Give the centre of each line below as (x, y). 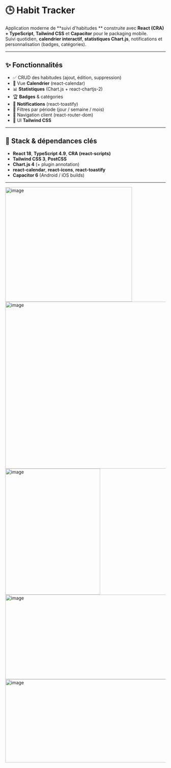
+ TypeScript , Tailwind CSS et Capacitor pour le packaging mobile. (77, 33)
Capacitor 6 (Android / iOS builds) (49, 175)
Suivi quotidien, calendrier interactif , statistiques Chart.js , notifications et (84, 39)
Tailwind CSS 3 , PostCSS (40, 159)
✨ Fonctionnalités (34, 65)
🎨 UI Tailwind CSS (32, 120)
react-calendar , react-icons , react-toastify (59, 170)
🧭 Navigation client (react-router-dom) (53, 115)
